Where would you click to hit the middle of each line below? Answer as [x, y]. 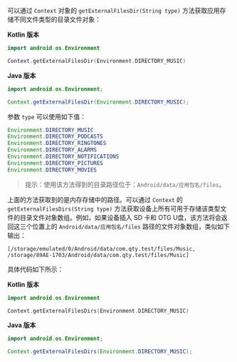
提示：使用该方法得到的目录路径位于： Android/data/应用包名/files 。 [125, 184]
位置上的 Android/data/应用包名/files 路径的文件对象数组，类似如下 [131, 226]
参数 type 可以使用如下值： [47, 116]
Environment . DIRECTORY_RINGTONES [57, 144]
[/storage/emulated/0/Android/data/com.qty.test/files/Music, [101, 248]
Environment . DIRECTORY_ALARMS [52, 150]
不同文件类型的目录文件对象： [57, 19]
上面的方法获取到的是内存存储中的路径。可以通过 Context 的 [95, 199]
